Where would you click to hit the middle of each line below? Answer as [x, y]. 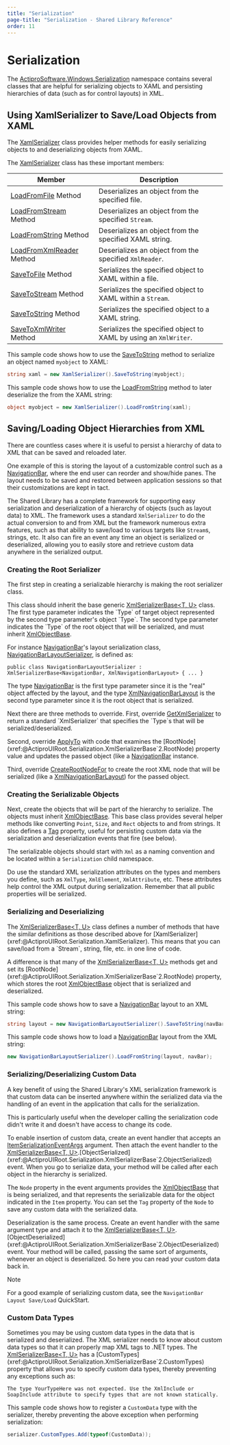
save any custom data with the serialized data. [73, 1209]
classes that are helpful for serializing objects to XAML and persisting [105, 86]
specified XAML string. [135, 239]
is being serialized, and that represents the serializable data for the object [111, 1194]
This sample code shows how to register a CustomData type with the [102, 1407]
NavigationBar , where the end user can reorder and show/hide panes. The [112, 473]
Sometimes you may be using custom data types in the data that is [101, 1332]
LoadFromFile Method [46, 196]
